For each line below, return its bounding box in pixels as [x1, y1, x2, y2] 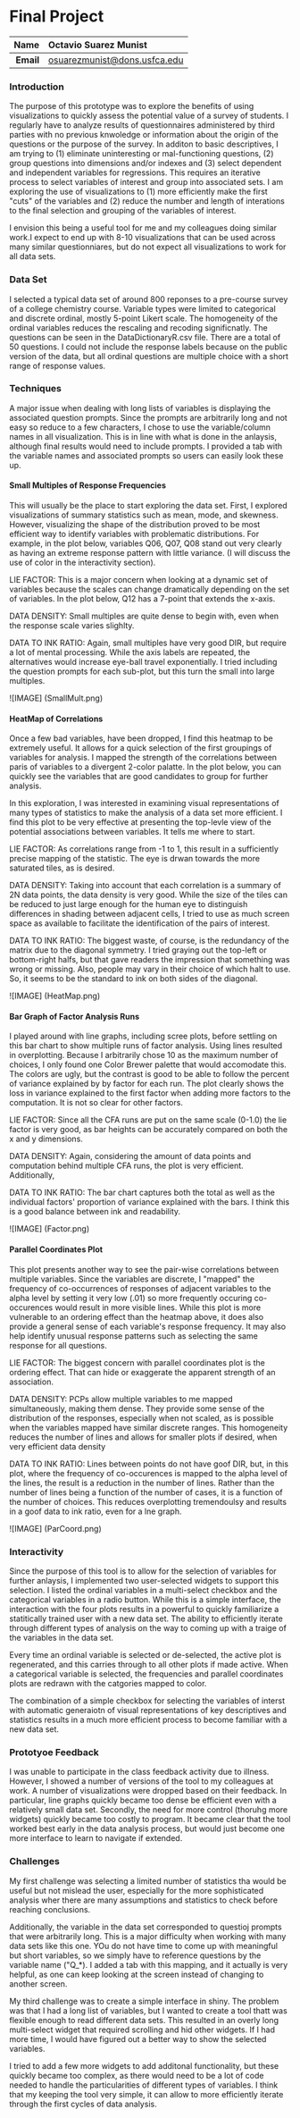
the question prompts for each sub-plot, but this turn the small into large [9, 666, 275, 677]
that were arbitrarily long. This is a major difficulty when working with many [9, 1930, 287, 1941]
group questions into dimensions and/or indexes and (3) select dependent [9, 158, 282, 169]
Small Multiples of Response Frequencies [9, 480, 167, 491]
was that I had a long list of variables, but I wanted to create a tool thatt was [9, 2005, 287, 2016]
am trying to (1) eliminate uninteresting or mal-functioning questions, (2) [9, 148, 274, 159]
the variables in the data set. [9, 1632, 114, 1643]
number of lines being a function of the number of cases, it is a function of [9, 1486, 283, 1498]
